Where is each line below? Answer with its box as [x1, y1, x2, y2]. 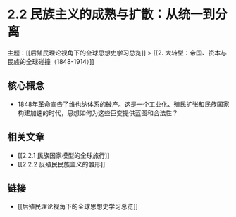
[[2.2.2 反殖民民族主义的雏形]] [17, 159, 106, 169]
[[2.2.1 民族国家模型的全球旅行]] [17, 151, 110, 159]
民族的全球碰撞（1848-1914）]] [7, 57, 94, 65]
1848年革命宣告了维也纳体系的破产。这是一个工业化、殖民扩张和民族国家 [17, 100, 230, 108]
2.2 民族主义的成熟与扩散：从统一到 [7, 6, 216, 22]
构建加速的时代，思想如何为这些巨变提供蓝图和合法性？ [17, 108, 178, 117]
